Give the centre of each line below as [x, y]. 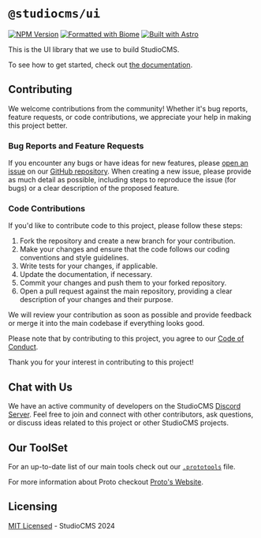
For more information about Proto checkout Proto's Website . [106, 482]
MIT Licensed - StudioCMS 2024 [62, 525]
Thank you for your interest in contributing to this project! [101, 362]
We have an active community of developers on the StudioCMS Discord [125, 406]
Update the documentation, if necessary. [86, 275]
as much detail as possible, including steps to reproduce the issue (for [122, 180]
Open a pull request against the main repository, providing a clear [126, 291]
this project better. [38, 125]
